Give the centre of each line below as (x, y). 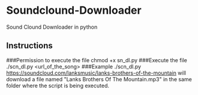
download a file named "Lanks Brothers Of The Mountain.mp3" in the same (99, 79)
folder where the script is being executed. (58, 85)
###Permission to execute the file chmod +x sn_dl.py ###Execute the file (97, 60)
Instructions (29, 46)
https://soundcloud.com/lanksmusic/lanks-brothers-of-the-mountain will (96, 73)
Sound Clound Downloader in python (52, 27)
